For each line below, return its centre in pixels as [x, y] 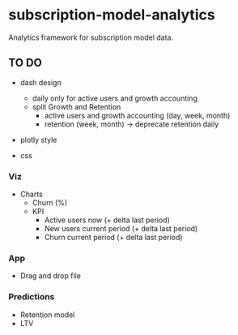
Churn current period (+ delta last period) [113, 238]
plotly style [38, 140]
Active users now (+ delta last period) [107, 220]
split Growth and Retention [76, 106]
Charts [31, 194]
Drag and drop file [50, 276]
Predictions [32, 297]
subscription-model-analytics [112, 15]
